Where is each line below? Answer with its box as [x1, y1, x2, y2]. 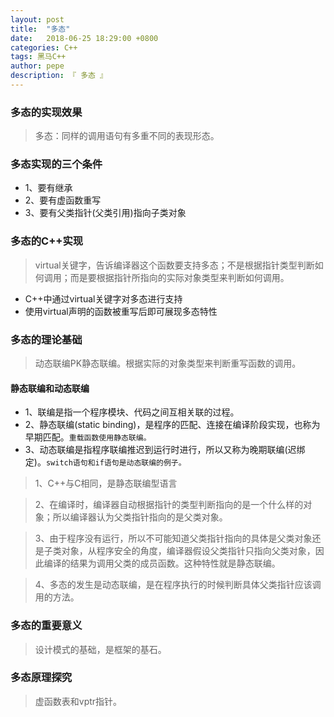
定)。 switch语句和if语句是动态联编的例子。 [24, 456, 187, 468]
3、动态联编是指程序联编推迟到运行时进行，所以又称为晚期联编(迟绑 [24, 444, 306, 456]
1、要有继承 [24, 182, 73, 194]
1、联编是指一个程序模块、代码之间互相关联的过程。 [24, 406, 240, 418]
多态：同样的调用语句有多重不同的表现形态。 [34, 130, 220, 142]
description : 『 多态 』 [10, 71, 108, 81]
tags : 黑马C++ [10, 52, 67, 62]
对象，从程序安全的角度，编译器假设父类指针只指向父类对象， [61, 545, 316, 557]
